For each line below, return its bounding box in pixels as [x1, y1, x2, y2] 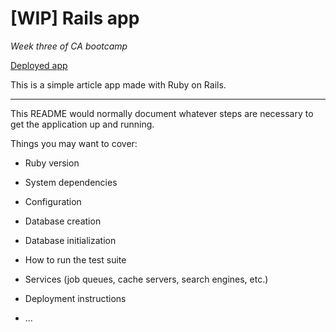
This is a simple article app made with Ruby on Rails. [10, 78, 227, 91]
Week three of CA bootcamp [10, 40, 128, 52]
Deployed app [10, 59, 68, 71]
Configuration [24, 195, 82, 207]
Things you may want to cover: [10, 137, 138, 149]
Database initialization [24, 234, 117, 246]
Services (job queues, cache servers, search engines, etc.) [24, 273, 269, 285]
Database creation [24, 215, 102, 227]
